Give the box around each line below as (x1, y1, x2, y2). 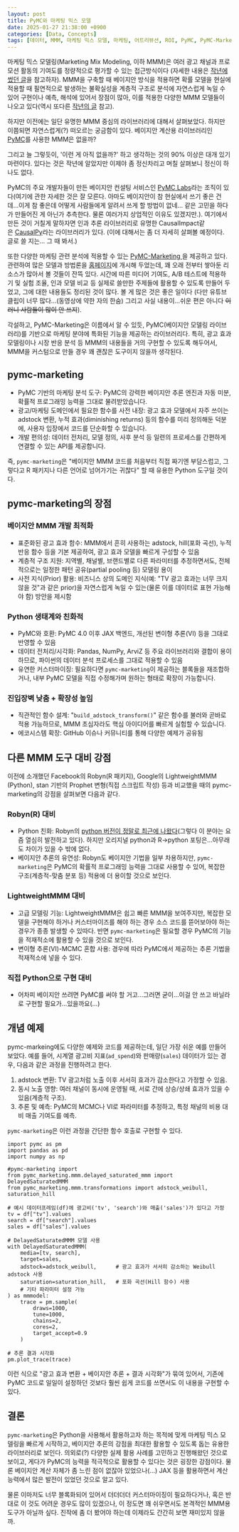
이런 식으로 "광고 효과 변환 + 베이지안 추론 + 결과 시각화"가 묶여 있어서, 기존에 (7, 1369, 224, 1378)
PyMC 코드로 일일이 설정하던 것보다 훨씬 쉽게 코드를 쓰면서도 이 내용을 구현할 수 (7, 1378, 230, 1386)
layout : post (7, 10, 46, 18)
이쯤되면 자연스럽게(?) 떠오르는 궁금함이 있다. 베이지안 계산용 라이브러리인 (7, 126, 213, 135)
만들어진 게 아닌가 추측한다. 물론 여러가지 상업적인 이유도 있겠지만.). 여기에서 (14, 210, 228, 218)
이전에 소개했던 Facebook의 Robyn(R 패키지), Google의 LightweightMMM (7, 772, 217, 781)
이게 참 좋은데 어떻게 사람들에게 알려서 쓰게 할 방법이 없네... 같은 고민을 (18, 201, 216, 210)
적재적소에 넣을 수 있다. (17, 953, 83, 962)
